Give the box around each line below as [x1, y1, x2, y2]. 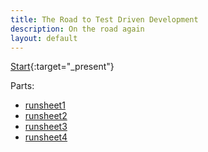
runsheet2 [24, 110, 68, 122]
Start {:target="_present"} [10, 61, 115, 73]
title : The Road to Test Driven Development [10, 14, 199, 25]
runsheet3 [24, 121, 68, 133]
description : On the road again [10, 24, 145, 34]
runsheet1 [24, 99, 66, 111]
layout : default [10, 33, 78, 43]
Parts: [10, 80, 35, 92]
